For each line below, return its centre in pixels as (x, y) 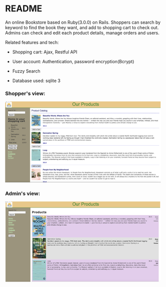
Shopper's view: (25, 93)
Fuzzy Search (26, 71)
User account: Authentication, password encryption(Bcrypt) (73, 61)
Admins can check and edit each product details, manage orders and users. (82, 33)
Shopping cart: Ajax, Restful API (45, 52)
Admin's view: (23, 193)
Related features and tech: (32, 42)
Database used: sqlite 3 (36, 81)
